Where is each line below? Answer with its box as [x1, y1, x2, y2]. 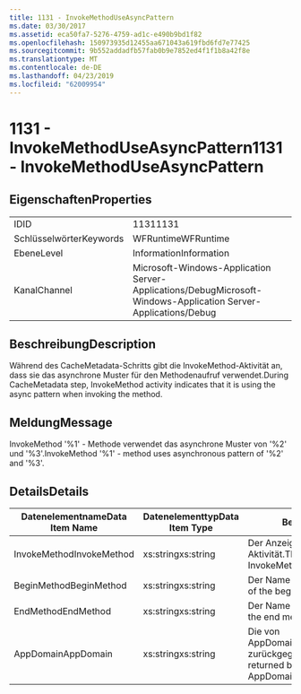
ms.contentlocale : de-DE [9, 64, 102, 73]
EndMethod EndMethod [13, 605, 112, 618]
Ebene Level [13, 247, 64, 259]
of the [247, 585, 273, 597]
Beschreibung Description [9, 337, 157, 352]
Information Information [133, 247, 230, 259]
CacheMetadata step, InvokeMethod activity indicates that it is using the [9, 379, 276, 390]
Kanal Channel [13, 283, 73, 296]
